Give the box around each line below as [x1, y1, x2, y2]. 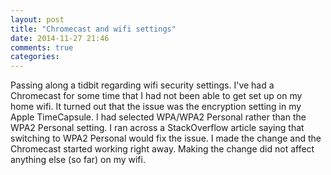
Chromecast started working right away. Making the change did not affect [10, 143, 315, 155]
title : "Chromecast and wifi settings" [10, 24, 177, 34]
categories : [10, 52, 60, 62]
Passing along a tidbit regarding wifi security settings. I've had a [10, 79, 275, 91]
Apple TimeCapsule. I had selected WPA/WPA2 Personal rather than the [10, 111, 307, 123]
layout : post [10, 14, 65, 25]
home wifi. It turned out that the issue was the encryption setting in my [10, 101, 302, 113]
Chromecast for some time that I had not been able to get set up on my [10, 90, 303, 102]
